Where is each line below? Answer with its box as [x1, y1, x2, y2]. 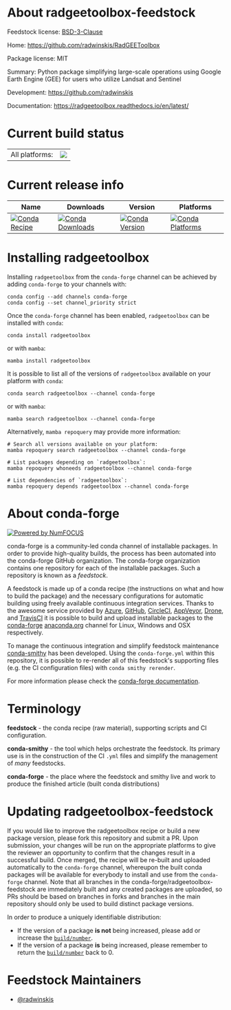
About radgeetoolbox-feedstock [7, 5, 196, 21]
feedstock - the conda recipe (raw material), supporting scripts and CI [7, 724, 208, 732]
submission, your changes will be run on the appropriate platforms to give [7, 841, 217, 849]
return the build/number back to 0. [16, 948, 114, 956]
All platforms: [10, 149, 54, 159]
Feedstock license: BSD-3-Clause [7, 28, 103, 36]
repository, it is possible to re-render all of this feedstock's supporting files [7, 656, 219, 665]
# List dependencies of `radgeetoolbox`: [7, 477, 128, 484]
